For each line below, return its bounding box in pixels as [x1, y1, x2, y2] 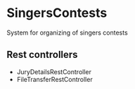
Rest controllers [6, 49, 78, 61]
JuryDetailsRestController [16, 67, 92, 76]
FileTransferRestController [16, 75, 93, 83]
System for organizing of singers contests [6, 28, 128, 37]
